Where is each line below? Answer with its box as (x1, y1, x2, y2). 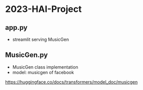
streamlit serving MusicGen (12, 36, 69, 42)
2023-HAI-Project (5, 3, 82, 15)
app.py (5, 23, 28, 32)
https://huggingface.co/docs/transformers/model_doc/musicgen (5, 79, 138, 85)
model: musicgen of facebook (12, 69, 74, 75)
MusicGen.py (5, 51, 48, 59)
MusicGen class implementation (12, 64, 78, 70)
